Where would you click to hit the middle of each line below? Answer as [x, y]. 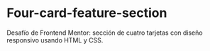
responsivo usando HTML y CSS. [55, 40]
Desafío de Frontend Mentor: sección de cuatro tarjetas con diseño [105, 33]
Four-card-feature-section [87, 13]
